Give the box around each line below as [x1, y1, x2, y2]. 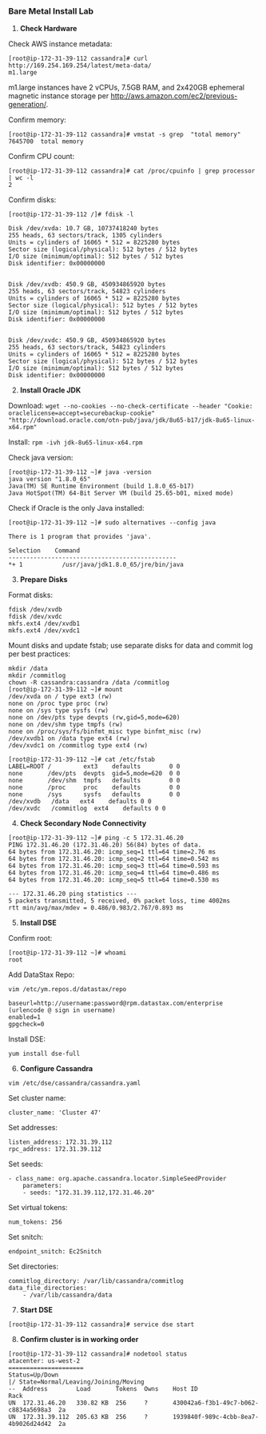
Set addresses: [8, 1123, 58, 1133]
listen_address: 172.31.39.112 [8, 1138, 113, 1146]
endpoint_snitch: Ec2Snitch [8, 1248, 102, 1256]
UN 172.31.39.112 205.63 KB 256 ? [8, 1413, 149, 1421]
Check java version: [8, 453, 73, 463]
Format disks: [8, 590, 54, 600]
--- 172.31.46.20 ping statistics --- [8, 890, 137, 898]
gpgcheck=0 [8, 1021, 45, 1029]
